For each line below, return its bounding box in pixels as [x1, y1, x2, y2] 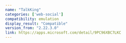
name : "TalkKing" [5, 7, 41, 12]
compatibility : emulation [5, 16, 59, 21]
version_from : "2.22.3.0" [5, 26, 59, 31]
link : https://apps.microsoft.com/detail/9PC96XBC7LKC [5, 30, 122, 35]
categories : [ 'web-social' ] [5, 12, 64, 17]
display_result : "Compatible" [5, 21, 68, 26]
